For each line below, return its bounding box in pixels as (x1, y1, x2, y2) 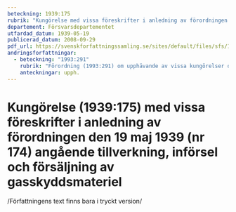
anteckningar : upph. (20, 69, 80, 76)
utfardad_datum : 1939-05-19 (7, 29, 90, 37)
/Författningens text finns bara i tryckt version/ (7, 197, 143, 206)
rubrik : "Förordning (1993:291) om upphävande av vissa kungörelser (20, 62, 225, 69)
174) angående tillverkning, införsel (7, 144, 218, 160)
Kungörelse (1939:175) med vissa (7, 99, 206, 115)
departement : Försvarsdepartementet (7, 23, 114, 30)
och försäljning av (7, 159, 114, 175)
